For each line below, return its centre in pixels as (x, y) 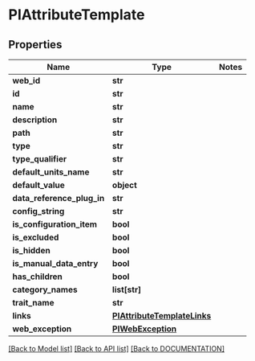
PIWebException (144, 329)
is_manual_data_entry (55, 263)
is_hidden (31, 250)
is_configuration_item (55, 224)
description (35, 120)
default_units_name (51, 172)
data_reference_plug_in (59, 198)
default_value (39, 185)
